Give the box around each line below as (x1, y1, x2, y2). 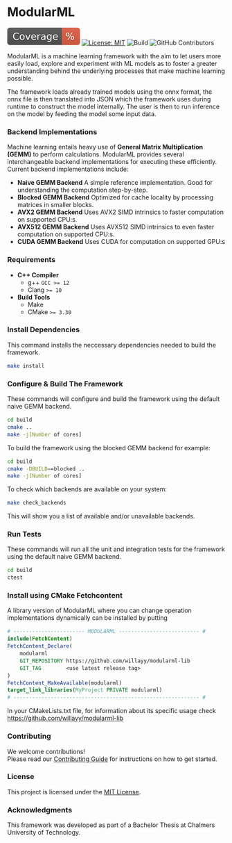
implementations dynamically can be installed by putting (7, 614, 168, 622)
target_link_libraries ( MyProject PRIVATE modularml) (7, 687, 163, 694)
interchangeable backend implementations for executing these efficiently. (7, 158, 217, 166)
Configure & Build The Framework (7, 379, 123, 388)
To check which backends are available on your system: (7, 485, 168, 493)
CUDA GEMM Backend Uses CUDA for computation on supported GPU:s (17, 238, 226, 246)
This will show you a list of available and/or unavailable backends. (7, 512, 195, 521)
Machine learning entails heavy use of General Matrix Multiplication (7, 143, 204, 152)
